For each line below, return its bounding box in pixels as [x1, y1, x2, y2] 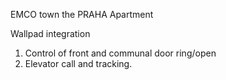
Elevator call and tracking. [24, 58, 133, 69]
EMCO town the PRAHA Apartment [10, 9, 154, 20]
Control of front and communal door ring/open [24, 47, 217, 59]
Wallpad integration [10, 28, 91, 39]
